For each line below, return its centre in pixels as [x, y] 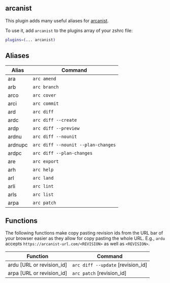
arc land [43, 178]
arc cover [45, 95]
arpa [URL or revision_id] [38, 273]
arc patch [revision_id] [99, 273]
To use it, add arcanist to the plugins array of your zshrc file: [69, 31]
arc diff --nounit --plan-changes [74, 145]
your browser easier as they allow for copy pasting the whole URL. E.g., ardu [85, 238]
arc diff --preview [56, 128]
